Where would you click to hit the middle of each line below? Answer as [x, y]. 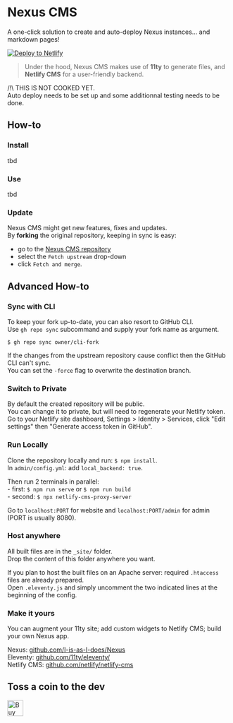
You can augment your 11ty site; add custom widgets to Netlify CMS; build [114, 628]
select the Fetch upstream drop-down [72, 257]
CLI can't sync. [29, 363]
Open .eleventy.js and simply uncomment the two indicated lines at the [113, 587]
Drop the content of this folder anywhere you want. [81, 558]
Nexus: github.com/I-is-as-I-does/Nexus [66, 650]
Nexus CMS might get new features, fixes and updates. [87, 228]
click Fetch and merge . [50, 264]
